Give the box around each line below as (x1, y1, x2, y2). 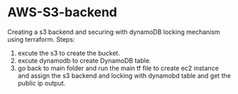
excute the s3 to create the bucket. (17, 49, 121, 57)
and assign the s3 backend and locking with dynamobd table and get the (17, 71, 231, 80)
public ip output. (17, 78, 66, 87)
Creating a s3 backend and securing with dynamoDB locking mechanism (7, 28, 220, 36)
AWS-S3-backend (7, 4, 117, 20)
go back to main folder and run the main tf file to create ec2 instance (17, 64, 219, 72)
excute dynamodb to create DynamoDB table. (17, 56, 151, 64)
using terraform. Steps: (7, 35, 75, 43)
